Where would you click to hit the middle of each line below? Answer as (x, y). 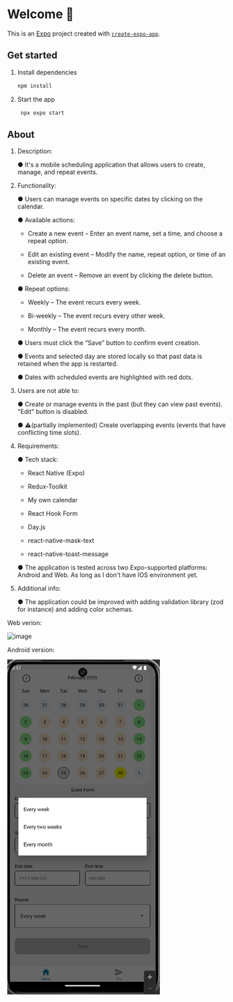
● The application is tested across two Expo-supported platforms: (112, 568)
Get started (32, 55)
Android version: (31, 650)
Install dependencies (47, 72)
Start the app (36, 99)
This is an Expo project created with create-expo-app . (84, 33)
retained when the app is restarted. (67, 364)
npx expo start (42, 113)
